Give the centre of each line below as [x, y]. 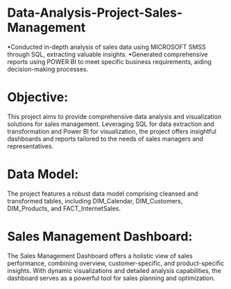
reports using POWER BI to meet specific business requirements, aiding [109, 61]
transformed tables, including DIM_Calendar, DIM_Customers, [95, 201]
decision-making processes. [48, 69]
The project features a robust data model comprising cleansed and [103, 194]
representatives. [31, 146]
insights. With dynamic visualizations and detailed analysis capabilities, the [114, 270]
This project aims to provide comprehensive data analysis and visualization [114, 116]
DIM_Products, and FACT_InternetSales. [64, 208]
